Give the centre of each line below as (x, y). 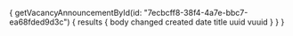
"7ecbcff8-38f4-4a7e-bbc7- (196, 13)
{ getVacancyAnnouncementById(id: (76, 13)
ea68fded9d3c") (40, 22)
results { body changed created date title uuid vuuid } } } (181, 22)
